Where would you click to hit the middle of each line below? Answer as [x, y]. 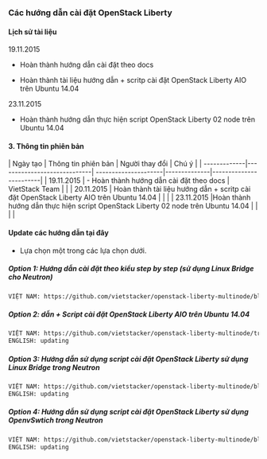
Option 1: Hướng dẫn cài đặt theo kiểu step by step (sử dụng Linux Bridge [131, 269]
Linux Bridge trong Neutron [54, 367]
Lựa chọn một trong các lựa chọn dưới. [83, 251]
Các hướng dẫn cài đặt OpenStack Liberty [90, 13]
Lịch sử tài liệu [33, 32]
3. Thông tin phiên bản [46, 146]
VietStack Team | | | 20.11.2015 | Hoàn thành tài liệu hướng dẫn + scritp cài [130, 189]
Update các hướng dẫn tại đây [58, 232]
